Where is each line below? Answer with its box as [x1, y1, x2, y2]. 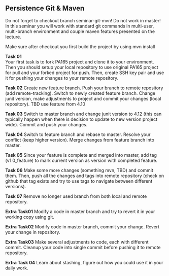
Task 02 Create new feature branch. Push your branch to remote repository [5, 85, 163, 91]
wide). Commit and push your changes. [5, 121, 88, 127]
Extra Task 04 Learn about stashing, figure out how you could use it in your [5, 259, 163, 265]
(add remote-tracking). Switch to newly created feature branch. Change [5, 90, 156, 96]
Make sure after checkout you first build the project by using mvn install [5, 43, 155, 50]
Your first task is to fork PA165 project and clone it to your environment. [5, 58, 154, 65]
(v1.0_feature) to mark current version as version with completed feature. [5, 157, 158, 163]
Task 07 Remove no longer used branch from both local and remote [5, 193, 147, 199]
